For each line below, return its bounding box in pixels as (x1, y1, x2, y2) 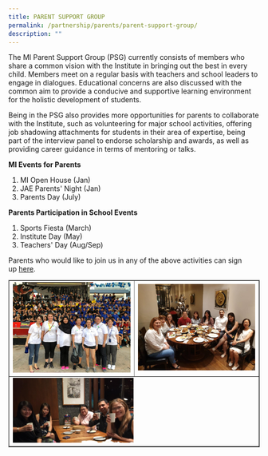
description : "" (8, 30, 62, 38)
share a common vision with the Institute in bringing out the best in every (8, 61, 248, 71)
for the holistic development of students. (8, 95, 142, 105)
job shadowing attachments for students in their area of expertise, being (8, 128, 246, 137)
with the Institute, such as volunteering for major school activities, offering (8, 119, 253, 129)
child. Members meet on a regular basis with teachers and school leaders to (8, 69, 258, 79)
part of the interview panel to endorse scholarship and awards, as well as (8, 136, 250, 145)
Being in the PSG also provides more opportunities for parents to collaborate (8, 110, 259, 120)
